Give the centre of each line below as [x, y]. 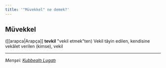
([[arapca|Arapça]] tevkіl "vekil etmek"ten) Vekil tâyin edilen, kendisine [78, 41]
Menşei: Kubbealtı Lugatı [30, 60]
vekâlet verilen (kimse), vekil [34, 46]
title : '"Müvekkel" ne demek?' [37, 10]
